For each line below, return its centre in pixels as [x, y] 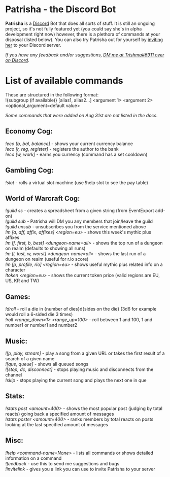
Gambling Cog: [29, 170]
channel [14, 374]
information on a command [33, 458]
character [15, 270]
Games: [18, 297]
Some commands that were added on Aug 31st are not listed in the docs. [82, 115]
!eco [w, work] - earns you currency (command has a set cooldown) [76, 154]
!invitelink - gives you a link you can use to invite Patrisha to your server [80, 469]
